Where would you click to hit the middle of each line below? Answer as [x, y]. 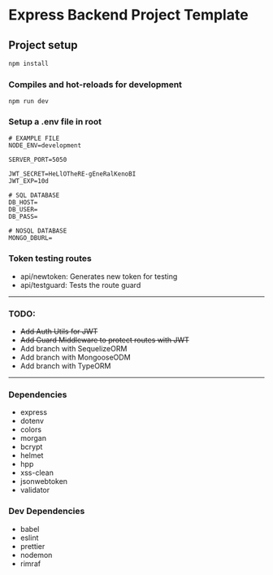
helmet [32, 455]
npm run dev [28, 102]
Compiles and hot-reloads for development [95, 85]
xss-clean [37, 473]
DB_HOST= [23, 203]
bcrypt [31, 447]
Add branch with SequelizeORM [74, 349]
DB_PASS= [23, 217]
